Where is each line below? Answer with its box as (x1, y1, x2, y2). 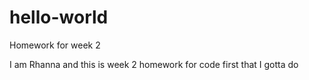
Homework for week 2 (9, 39, 101, 51)
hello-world (9, 6, 109, 29)
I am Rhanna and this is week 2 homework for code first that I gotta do (9, 58, 299, 70)
